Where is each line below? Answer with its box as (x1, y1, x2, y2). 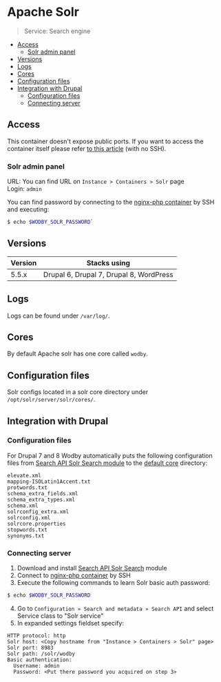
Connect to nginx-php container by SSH (17, 571, 131, 579)
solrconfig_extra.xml (7, 508, 70, 515)
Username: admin (13, 663, 60, 670)
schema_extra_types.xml (7, 496, 76, 503)
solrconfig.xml (7, 514, 51, 521)
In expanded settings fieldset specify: (17, 619, 124, 628)
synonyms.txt (7, 532, 45, 539)
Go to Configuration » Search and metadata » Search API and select (17, 604, 214, 613)
